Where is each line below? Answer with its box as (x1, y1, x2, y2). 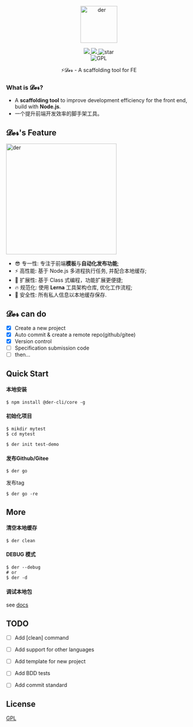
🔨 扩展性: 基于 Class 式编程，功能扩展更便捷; (14, 276, 124, 283)
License (6, 699, 36, 709)
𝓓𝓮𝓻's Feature (6, 128, 57, 138)
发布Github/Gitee (6, 455, 49, 462)
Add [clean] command (14, 634, 69, 641)
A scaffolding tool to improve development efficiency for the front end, (14, 97, 187, 104)
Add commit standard (14, 682, 68, 689)
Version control (14, 338, 52, 345)
